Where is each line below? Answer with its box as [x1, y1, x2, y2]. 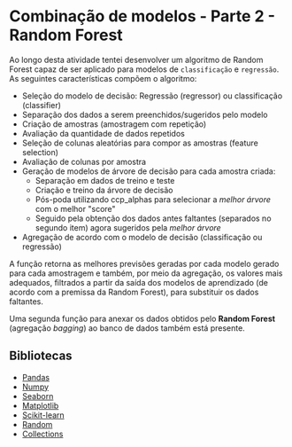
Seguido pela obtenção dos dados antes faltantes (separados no [35, 213, 272, 223]
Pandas [21, 372, 50, 382]
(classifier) [21, 99, 62, 110]
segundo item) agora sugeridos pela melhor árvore [35, 222, 221, 232]
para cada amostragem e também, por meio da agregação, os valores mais [9, 268, 283, 278]
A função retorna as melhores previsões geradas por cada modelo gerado [9, 258, 280, 269]
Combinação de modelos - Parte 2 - [9, 6, 276, 27]
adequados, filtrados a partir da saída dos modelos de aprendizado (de [9, 277, 268, 287]
